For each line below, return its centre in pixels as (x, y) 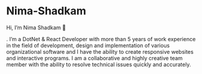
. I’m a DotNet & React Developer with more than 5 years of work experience (101, 39)
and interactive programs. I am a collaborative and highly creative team (94, 58)
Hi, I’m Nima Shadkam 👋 (36, 27)
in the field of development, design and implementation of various (88, 45)
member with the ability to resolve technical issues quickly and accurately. (99, 64)
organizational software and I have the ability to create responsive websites (100, 51)
